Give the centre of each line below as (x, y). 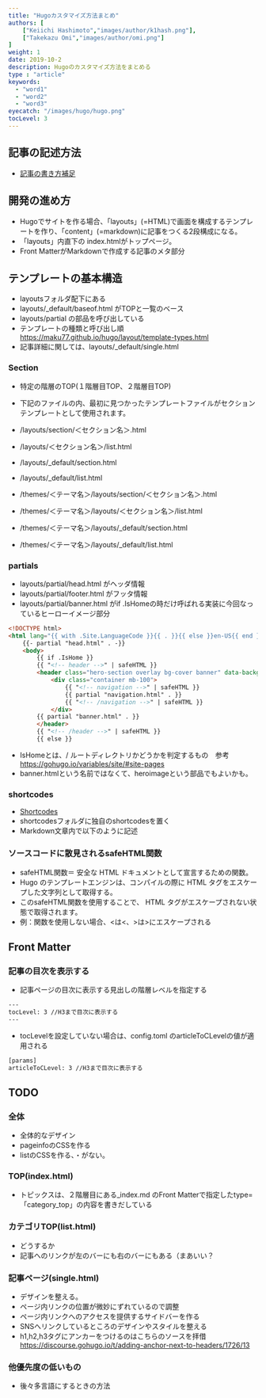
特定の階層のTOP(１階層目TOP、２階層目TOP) (95, 386)
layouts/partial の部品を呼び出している (82, 318)
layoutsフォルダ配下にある (63, 299)
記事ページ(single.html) (54, 1278)
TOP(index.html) (41, 1176)
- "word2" (31, 97)
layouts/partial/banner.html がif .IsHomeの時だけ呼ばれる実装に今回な (133, 604)
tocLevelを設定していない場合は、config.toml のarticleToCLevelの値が (133, 1035)
